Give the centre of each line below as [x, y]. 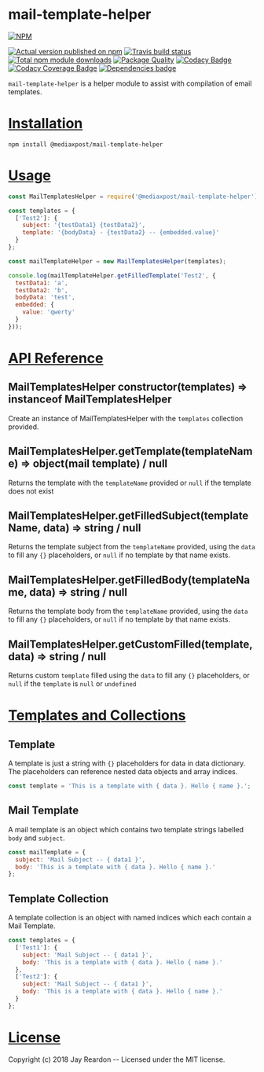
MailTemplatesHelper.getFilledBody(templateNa [129, 580]
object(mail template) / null [100, 464]
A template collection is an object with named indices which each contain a [130, 918]
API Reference [56, 358]
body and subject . [37, 838]
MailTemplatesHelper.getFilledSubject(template [128, 516]
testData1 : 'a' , [42, 283]
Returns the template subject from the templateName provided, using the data [132, 547]
